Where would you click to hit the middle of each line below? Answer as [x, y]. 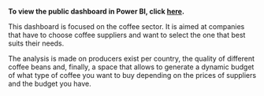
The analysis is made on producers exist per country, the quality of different [131, 59]
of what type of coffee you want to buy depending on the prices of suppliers [132, 75]
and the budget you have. [50, 83]
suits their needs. [36, 43]
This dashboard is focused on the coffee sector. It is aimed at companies [126, 26]
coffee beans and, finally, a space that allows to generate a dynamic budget [131, 67]
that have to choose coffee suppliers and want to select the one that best [127, 35]
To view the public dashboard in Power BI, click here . [97, 11]
